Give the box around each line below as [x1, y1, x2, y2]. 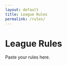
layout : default [5, 7, 39, 12]
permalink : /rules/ [5, 16, 46, 21]
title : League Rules [5, 12, 48, 17]
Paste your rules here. [5, 54, 51, 60]
